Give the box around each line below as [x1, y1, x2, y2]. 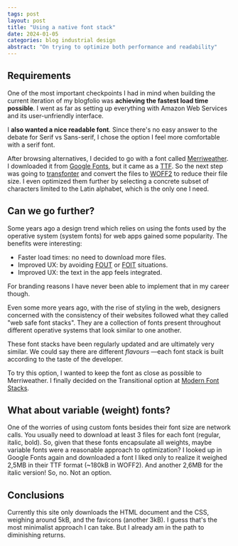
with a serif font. [7, 140, 55, 149]
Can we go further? [7, 205, 94, 217]
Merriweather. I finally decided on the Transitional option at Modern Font [7, 376, 220, 384]
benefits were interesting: [7, 239, 82, 248]
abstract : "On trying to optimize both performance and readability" [7, 43, 218, 51]
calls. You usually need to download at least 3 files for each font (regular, [7, 431, 221, 439]
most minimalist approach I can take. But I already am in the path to [7, 523, 205, 532]
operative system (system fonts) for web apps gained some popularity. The [7, 231, 228, 240]
